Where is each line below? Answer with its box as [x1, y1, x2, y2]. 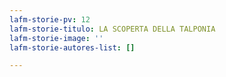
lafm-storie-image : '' [9, 33, 104, 43]
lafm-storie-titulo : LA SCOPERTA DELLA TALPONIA [9, 24, 216, 34]
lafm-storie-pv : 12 [9, 14, 91, 25]
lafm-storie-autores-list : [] [9, 42, 136, 53]
